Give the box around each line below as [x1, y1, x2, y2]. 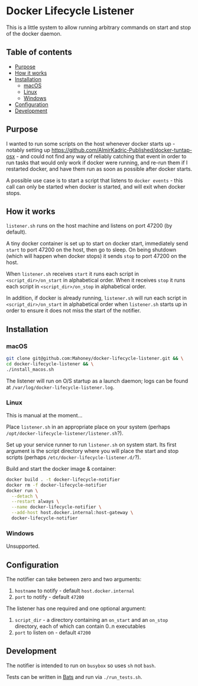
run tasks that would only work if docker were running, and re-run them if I [6, 159, 188, 166]
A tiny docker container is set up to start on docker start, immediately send [6, 240, 189, 247]
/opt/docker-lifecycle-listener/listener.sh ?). [6, 429, 124, 436]
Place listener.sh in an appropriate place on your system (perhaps [6, 423, 170, 430]
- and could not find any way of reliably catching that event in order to [16, 152, 187, 159]
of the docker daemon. [6, 30, 62, 37]
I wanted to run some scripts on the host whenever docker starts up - [6, 140, 176, 147]
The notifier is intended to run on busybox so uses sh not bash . [6, 662, 156, 669]
